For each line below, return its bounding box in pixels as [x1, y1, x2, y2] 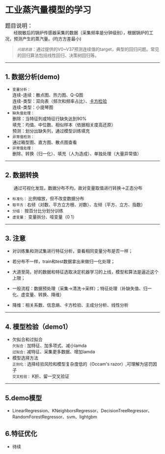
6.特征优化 [5, 429, 38, 438]
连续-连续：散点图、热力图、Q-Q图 [12, 92, 83, 98]
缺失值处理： [12, 111, 35, 115]
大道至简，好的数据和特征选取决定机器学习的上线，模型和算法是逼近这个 [12, 269, 159, 275]
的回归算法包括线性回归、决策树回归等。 [17, 52, 99, 58]
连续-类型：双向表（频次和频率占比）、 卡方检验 [12, 98, 107, 104]
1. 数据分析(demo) [5, 73, 60, 81]
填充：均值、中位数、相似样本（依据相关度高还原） [12, 121, 116, 128]
